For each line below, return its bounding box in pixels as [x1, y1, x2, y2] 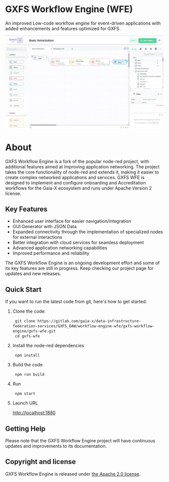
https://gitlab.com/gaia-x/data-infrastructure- [37, 319, 141, 324]
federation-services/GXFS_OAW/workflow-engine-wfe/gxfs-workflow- [12, 324, 155, 329]
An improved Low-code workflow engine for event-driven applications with [5, 20, 161, 26]
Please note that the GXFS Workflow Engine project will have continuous [5, 438, 155, 444]
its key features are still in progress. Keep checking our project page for [5, 265, 154, 271]
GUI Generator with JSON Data [12, 224, 77, 230]
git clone [15, 319, 36, 324]
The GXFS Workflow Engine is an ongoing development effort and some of [5, 260, 160, 266]
